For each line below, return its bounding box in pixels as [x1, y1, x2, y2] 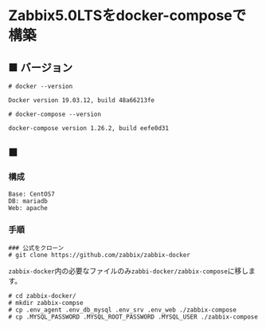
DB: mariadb [8, 196, 48, 205]
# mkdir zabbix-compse [8, 299, 84, 307]
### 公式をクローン [8, 244, 65, 252]
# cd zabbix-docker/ [8, 291, 77, 299]
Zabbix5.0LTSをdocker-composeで [8, 6, 247, 25]
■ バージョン [8, 61, 73, 74]
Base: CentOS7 [8, 190, 56, 198]
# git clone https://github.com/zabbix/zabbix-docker [8, 251, 191, 259]
